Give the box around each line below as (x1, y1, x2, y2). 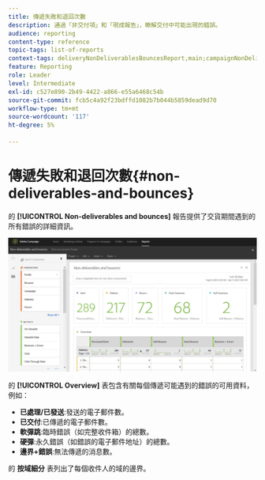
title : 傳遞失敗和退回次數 (8, 13, 87, 21)
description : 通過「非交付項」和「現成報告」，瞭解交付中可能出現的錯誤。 (8, 21, 222, 29)
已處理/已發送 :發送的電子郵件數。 (19, 407, 129, 417)
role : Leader (8, 71, 51, 79)
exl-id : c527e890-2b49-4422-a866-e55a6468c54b (8, 88, 164, 96)
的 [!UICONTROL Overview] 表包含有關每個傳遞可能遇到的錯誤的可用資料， (8, 380, 254, 390)
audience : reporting (8, 29, 77, 37)
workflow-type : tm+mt (8, 104, 80, 112)
